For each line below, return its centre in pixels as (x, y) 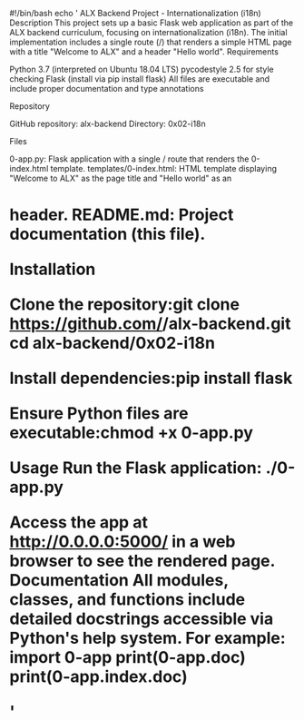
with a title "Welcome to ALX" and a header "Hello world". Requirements (144, 52)
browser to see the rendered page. (142, 561)
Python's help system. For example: (147, 638)
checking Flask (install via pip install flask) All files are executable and (140, 79)
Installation (53, 269)
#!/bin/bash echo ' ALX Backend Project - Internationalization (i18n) (135, 13)
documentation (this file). (108, 234)
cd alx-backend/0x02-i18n (113, 343)
